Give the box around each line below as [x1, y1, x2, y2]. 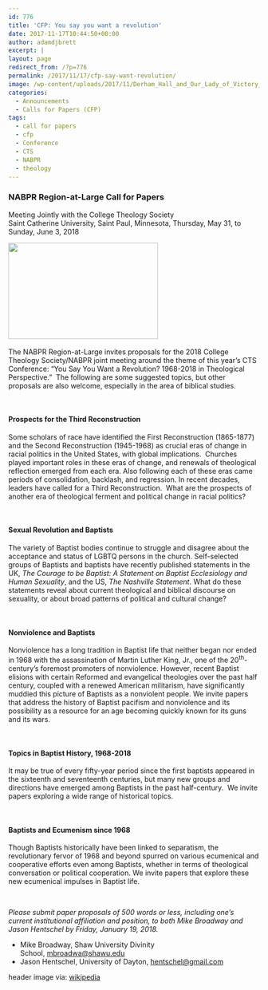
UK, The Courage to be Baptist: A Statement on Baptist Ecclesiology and [8, 569, 247, 578]
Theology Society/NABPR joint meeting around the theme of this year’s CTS [8, 355, 257, 365]
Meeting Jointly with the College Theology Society [8, 210, 175, 219]
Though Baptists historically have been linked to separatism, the [8, 842, 219, 853]
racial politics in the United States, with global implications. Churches [8, 449, 238, 459]
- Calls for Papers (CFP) [15, 105, 102, 113]
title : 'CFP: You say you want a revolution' [8, 21, 162, 30]
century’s [8, 663, 39, 673]
